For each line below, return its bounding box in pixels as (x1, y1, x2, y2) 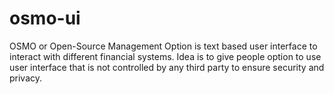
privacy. (9, 72, 43, 84)
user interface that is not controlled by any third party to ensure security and (9, 61, 325, 73)
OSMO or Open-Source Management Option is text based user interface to (9, 40, 318, 52)
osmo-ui (9, 7, 81, 30)
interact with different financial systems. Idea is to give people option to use (9, 50, 322, 62)
